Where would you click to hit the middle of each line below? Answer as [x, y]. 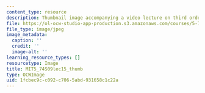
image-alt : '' [30, 52]
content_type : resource [37, 12]
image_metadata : [27, 35]
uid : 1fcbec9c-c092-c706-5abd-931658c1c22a [63, 80]
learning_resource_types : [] [43, 58]
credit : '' [26, 46]
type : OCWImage [26, 75]
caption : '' [27, 40]
